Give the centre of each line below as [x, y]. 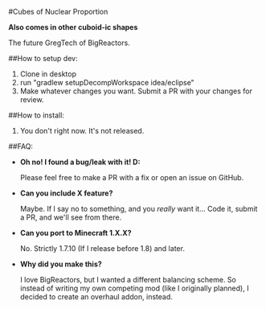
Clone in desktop [48, 74]
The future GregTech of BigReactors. [69, 43]
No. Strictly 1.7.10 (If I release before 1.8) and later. [102, 248]
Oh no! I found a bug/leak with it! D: [80, 162]
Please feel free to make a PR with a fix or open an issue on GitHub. [132, 177]
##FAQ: [21, 146]
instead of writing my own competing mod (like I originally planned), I [134, 288]
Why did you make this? [61, 264]
